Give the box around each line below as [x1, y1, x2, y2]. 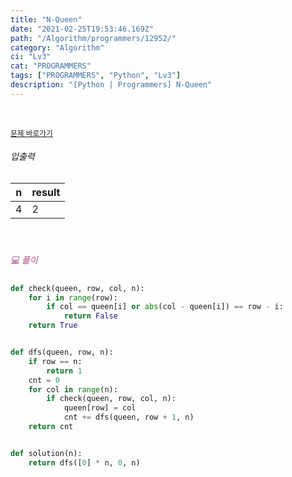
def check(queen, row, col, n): [10, 283, 145, 293]
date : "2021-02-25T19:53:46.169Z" [10, 24, 155, 34]
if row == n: [28, 356, 83, 366]
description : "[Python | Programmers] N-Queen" [10, 80, 213, 90]
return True [28, 321, 78, 331]
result [31, 185, 61, 199]
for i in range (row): [28, 292, 118, 303]
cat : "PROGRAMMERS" [10, 61, 92, 71]
